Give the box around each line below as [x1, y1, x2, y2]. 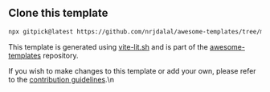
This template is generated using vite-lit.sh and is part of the [8, 42, 209, 51]
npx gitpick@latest [8, 27, 74, 35]
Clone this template [8, 6, 108, 20]
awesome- [210, 42, 245, 51]
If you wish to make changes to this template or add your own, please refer [8, 66, 256, 75]
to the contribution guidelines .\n [8, 74, 115, 84]
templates [8, 50, 42, 60]
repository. [43, 50, 79, 60]
